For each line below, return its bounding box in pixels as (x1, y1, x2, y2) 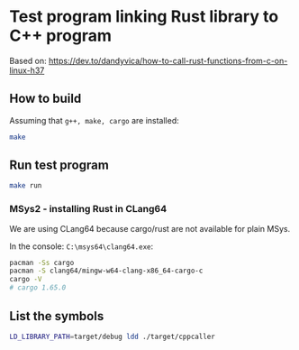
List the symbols (9, 309, 104, 324)
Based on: (9, 55, 47, 66)
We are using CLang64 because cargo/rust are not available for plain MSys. (9, 223, 291, 234)
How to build (9, 91, 82, 106)
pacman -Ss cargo (9, 258, 75, 267)
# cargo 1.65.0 (9, 283, 67, 292)
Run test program (9, 158, 110, 173)
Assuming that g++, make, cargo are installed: (9, 115, 179, 125)
